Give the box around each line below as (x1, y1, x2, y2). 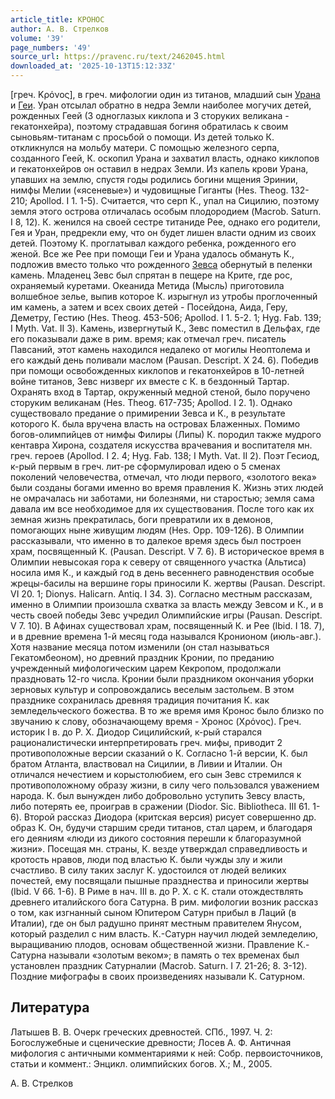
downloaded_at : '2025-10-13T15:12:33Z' (10, 61, 177, 71)
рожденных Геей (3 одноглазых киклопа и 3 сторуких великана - (10, 110, 290, 121)
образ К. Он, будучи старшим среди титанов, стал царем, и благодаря (10, 822, 313, 833)
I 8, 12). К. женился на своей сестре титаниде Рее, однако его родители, (10, 216, 321, 228)
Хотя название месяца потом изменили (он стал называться (10, 641, 270, 653)
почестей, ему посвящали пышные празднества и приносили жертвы (10, 875, 310, 886)
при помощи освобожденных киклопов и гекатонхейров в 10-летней (10, 365, 305, 376)
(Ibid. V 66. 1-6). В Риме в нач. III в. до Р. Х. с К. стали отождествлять (10, 886, 304, 897)
